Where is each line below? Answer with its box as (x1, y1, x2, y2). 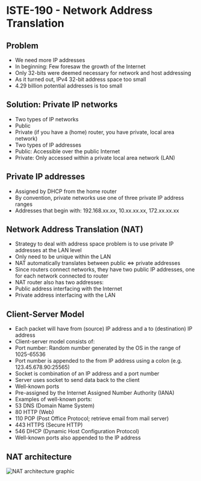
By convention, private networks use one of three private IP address (14, 194, 185, 201)
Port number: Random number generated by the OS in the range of (14, 345, 181, 352)
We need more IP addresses (14, 57, 85, 63)
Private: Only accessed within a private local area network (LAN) (14, 154, 176, 161)
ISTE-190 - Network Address (6, 4, 153, 18)
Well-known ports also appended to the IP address (14, 434, 141, 441)
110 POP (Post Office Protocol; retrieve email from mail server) (14, 415, 169, 422)
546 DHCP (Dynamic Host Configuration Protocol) (14, 428, 140, 435)
